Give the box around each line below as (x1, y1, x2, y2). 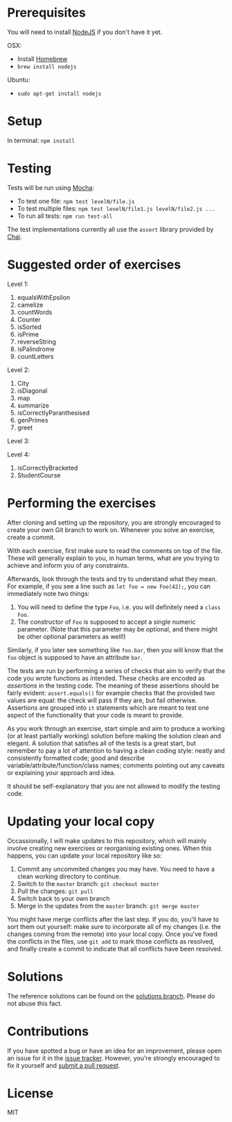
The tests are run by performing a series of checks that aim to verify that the (7, 666, 226, 674)
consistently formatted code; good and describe (7, 754, 145, 762)
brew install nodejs (17, 63, 77, 70)
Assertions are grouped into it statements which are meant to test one (7, 703, 209, 712)
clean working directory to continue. (17, 872, 121, 881)
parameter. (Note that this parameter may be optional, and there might (17, 624, 218, 633)
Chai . (7, 232, 22, 241)
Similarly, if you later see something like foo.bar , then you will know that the (7, 645, 224, 654)
